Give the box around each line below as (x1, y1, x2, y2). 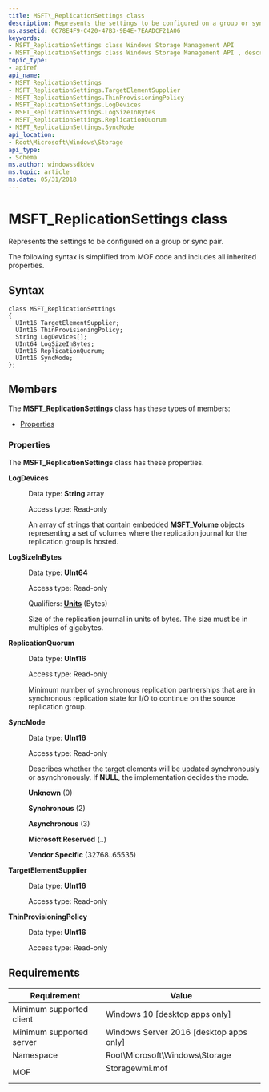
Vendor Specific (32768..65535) (28, 849, 137, 859)
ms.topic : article (8, 168, 70, 176)
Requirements (8, 966, 80, 980)
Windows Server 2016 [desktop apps (105, 1026, 248, 1038)
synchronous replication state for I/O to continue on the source (28, 693, 236, 703)
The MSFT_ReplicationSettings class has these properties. (8, 457, 204, 467)
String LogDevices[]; (15, 333, 88, 341)
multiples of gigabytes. (28, 622, 104, 632)
